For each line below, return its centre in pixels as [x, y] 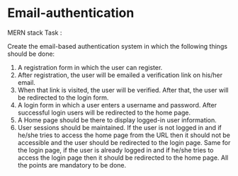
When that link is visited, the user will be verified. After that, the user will [123, 90]
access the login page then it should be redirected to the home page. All [123, 158]
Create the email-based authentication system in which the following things [118, 46]
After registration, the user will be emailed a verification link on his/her [120, 75]
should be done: [31, 54]
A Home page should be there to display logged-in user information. [117, 120]
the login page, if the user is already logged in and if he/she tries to [115, 150]
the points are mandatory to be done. [72, 165]
